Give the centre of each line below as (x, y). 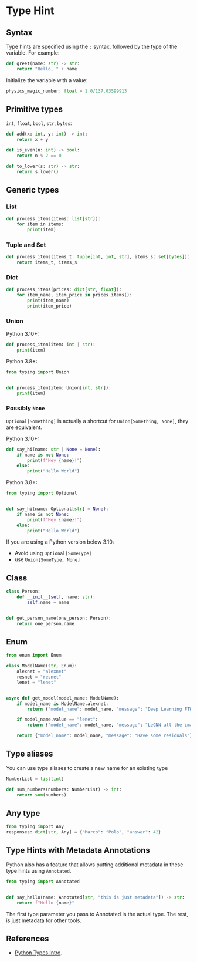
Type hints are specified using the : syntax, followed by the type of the (92, 46)
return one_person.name (46, 623)
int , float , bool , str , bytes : (39, 123)
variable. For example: (33, 53)
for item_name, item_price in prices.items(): (74, 295)
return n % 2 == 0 (39, 156)
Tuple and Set (26, 245)
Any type (23, 813)
